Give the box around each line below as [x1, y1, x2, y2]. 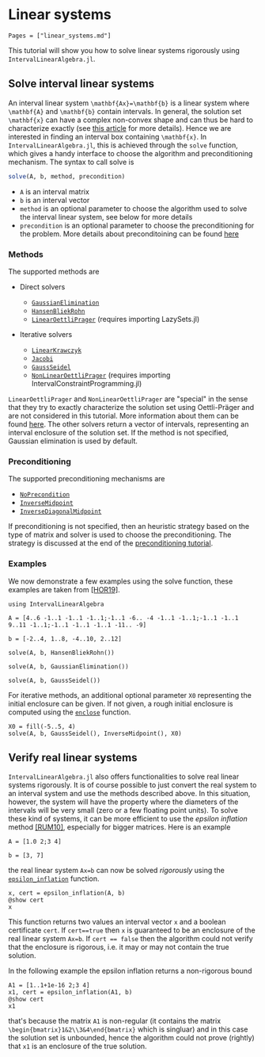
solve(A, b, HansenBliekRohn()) [8, 649, 115, 657]
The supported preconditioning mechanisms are [8, 474, 165, 484]
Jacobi [31, 354, 54, 362]
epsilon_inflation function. [8, 874, 100, 883]
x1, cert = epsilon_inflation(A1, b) [8, 989, 133, 997]
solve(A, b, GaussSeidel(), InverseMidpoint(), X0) [8, 730, 182, 737]
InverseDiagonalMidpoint [19, 507, 102, 516]
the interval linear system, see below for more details [19, 212, 193, 221]
